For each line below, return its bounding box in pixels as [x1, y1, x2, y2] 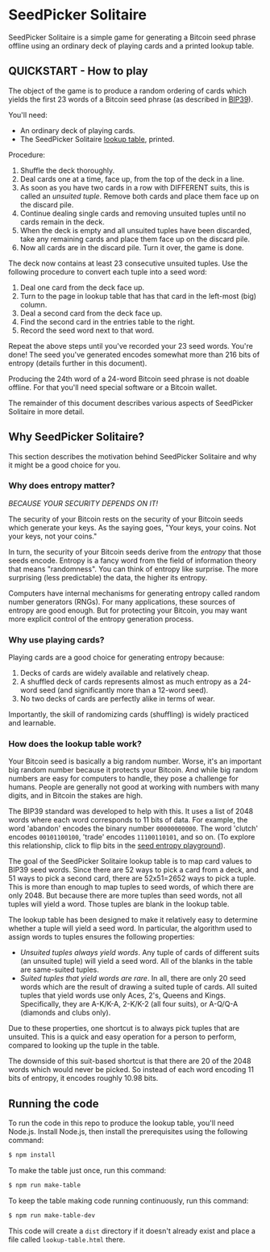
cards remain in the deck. [19, 216, 105, 227]
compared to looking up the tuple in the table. [8, 1041, 160, 1050]
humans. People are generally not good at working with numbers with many [8, 782, 260, 792]
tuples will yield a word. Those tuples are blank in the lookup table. [8, 899, 230, 909]
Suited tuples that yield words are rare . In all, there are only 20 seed [19, 974, 247, 983]
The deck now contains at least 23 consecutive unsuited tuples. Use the [8, 258, 248, 268]
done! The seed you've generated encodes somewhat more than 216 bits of [8, 350, 260, 359]
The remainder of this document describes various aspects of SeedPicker [8, 398, 254, 408]
